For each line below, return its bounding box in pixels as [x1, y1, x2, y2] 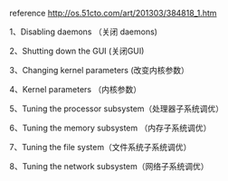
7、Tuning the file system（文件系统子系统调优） [9, 142, 192, 152]
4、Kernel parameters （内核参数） [9, 84, 142, 94]
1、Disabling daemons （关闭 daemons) [9, 26, 158, 37]
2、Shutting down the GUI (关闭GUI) [9, 45, 145, 56]
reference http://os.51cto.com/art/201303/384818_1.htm [9, 8, 217, 18]
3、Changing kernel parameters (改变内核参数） [9, 65, 190, 75]
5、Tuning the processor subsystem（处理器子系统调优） [9, 103, 224, 114]
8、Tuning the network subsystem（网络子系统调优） [9, 161, 210, 171]
